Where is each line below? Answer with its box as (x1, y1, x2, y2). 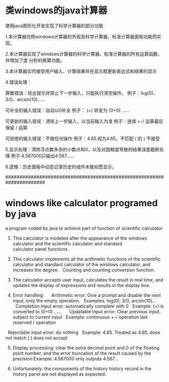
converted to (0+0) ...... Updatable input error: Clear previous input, (12, 308, 161, 314)
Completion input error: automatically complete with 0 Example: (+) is (15, 303, 164, 309)
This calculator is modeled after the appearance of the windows (12, 235, 148, 241)
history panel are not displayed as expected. (12, 371, 106, 377)
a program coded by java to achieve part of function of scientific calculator (5, 225, 163, 231)
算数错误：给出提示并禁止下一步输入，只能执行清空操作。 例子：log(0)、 (5, 90, 158, 96)
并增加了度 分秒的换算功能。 (5, 57, 65, 63)
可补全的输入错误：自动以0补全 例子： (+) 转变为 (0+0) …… (5, 107, 130, 113)
